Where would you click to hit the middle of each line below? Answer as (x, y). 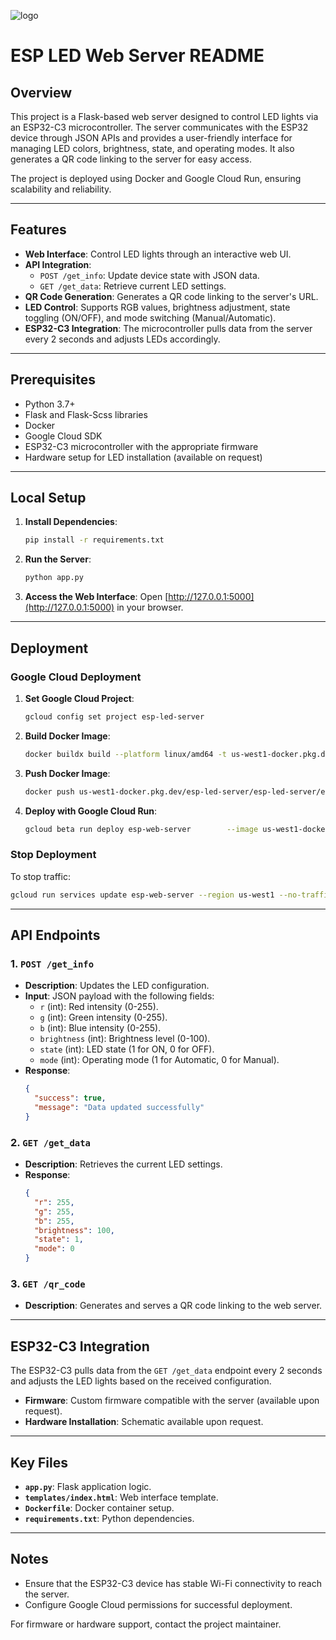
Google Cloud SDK (63, 436)
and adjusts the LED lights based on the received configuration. (141, 1381)
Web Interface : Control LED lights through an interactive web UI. (158, 254)
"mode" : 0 (54, 1249)
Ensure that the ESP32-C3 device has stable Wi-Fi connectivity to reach (173, 1583)
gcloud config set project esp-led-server (114, 716)
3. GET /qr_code (48, 1283)
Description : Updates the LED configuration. (117, 986)
